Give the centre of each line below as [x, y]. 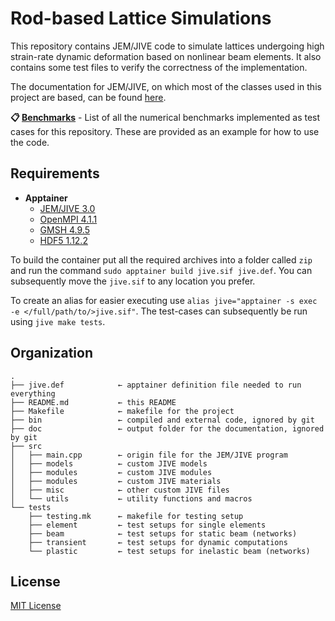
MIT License [36, 606]
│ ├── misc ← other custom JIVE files [120, 490]
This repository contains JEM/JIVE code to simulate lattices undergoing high [167, 46]
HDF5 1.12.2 [63, 240]
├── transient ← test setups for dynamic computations [158, 542]
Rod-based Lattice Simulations [141, 18]
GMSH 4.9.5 [64, 229]
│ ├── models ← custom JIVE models [109, 463]
